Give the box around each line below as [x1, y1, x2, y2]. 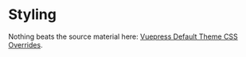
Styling [8, 6, 57, 24]
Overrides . [8, 40, 43, 49]
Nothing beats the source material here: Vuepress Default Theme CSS [8, 32, 239, 41]
